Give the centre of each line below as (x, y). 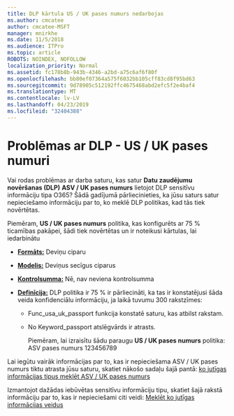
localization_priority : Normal (53, 66)
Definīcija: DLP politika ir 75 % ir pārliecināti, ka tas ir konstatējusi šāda (120, 292)
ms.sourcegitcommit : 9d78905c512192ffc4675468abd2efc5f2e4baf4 (101, 85)
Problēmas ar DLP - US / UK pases (108, 146)
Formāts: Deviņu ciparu (51, 252)
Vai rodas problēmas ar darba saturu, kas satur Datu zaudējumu (100, 180)
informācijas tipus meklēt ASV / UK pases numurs (79, 376)
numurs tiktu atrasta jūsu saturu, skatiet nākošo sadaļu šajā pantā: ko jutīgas (117, 368)
